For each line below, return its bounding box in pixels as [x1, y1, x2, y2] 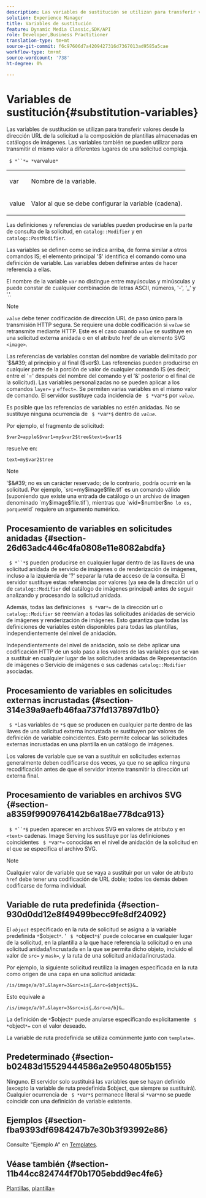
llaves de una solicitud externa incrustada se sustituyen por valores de [6, 728, 185, 735]
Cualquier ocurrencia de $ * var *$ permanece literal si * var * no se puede [6, 1090, 191, 1098]
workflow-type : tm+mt [6, 49, 62, 55]
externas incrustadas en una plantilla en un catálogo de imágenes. [6, 741, 174, 748]
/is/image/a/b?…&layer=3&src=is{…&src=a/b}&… [6, 1004, 124, 1011]
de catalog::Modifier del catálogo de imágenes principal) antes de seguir [6, 585, 194, 593]
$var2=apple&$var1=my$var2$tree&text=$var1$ [6, 434, 122, 440]
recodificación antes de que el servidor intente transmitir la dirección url [6, 766, 189, 773]
